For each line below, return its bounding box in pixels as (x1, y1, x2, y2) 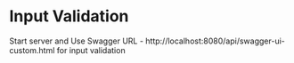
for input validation (56, 44, 127, 55)
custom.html (9, 44, 55, 55)
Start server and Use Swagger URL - (9, 35, 144, 46)
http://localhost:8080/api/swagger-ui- (145, 35, 285, 46)
